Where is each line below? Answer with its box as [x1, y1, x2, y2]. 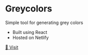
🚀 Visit [5, 44, 18, 50]
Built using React [12, 29, 47, 35]
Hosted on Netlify [12, 34, 49, 40]
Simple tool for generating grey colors [5, 19, 83, 25]
